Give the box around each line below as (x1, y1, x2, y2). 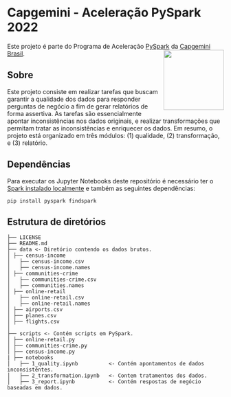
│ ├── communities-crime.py (7, 342, 88, 350)
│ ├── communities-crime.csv (7, 276, 97, 283)
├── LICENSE (7, 234, 41, 241)
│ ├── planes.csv (7, 313, 57, 319)
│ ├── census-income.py (7, 348, 76, 355)
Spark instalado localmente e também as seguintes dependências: (7, 184, 196, 192)
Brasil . (7, 49, 25, 58)
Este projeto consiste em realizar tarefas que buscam (7, 87, 158, 95)
